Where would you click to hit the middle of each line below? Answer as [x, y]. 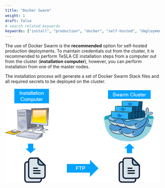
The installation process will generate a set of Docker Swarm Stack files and [82, 76]
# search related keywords [33, 26]
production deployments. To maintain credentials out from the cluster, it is [80, 51]
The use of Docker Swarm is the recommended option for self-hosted [76, 46]
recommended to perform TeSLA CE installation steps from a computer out [81, 56]
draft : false [18, 21]
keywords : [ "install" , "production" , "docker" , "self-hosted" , [71, 31]
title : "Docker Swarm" [28, 10]
